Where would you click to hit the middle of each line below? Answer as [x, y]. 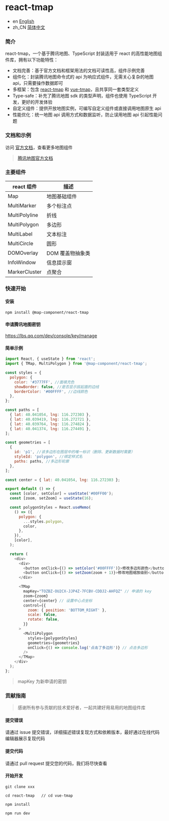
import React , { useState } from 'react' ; [50, 359]
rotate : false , [43, 620]
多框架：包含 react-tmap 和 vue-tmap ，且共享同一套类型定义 [76, 89]
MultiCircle [21, 243]
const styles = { [23, 373]
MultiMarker [22, 205]
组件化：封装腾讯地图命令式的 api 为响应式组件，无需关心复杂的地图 [83, 77]
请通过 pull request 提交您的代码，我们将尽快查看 [56, 763]
